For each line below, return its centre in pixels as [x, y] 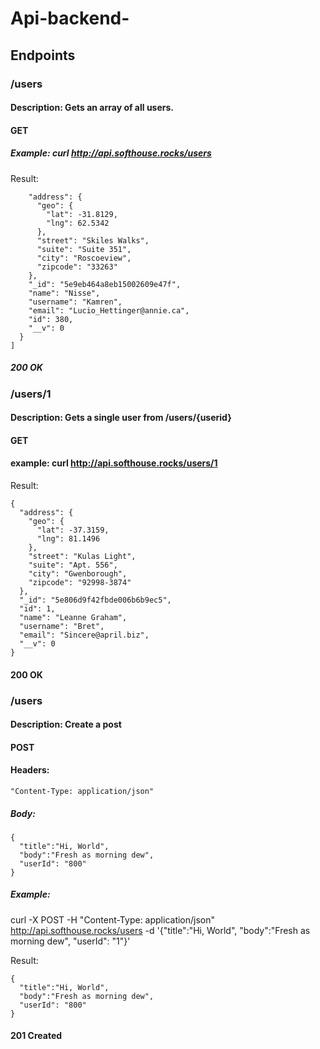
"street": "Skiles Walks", [93, 240]
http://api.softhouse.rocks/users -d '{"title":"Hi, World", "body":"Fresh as [160, 930]
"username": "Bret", [62, 627]
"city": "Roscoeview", [84, 258]
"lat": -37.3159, [73, 530]
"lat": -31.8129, [82, 214]
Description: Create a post [66, 724]
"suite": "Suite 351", [84, 249]
